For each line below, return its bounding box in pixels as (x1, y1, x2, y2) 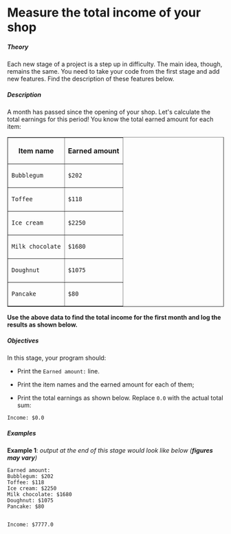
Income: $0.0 (7, 415, 45, 422)
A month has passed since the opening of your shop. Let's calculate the (7, 108, 211, 116)
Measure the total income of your (7, 5, 201, 21)
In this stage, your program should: (7, 353, 107, 362)
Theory (7, 43, 29, 51)
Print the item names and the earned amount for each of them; (16, 380, 195, 389)
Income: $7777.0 (7, 522, 54, 528)
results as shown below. (7, 320, 78, 329)
